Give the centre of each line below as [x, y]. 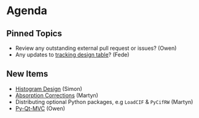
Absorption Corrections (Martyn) [57, 95]
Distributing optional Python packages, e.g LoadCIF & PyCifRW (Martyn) [104, 101]
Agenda [27, 11]
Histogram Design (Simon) [49, 88]
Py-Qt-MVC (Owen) [40, 108]
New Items [27, 74]
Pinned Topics [34, 33]
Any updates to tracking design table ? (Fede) [72, 55]
